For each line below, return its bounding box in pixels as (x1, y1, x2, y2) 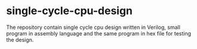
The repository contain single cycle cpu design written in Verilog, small (6, 24, 181, 31)
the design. (6, 36, 34, 43)
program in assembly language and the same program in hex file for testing (6, 30, 192, 37)
